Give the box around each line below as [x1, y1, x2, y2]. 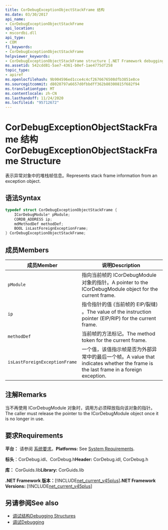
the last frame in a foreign [81, 366, 142, 373]
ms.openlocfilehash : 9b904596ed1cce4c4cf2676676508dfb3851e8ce [5, 77, 140, 82]
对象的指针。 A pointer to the [81, 279, 148, 286]
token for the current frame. [81, 337, 147, 344]
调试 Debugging [12, 519, 44, 525]
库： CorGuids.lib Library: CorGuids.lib [5, 467, 84, 473]
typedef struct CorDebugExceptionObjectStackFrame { [5, 207, 117, 212]
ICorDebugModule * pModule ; [14, 212, 70, 217]
